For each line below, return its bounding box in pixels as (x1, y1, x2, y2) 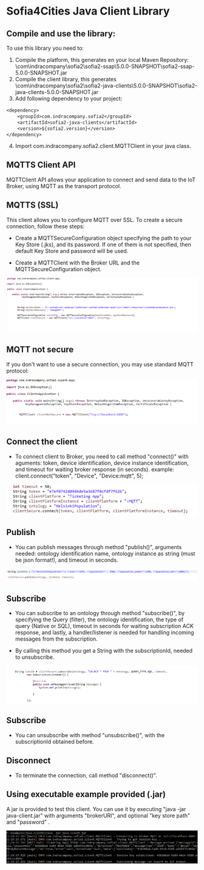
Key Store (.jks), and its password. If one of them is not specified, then (15, 241, 191, 248)
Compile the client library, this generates (15, 76, 117, 83)
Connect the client (6, 437, 78, 447)
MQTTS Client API (6, 160, 76, 170)
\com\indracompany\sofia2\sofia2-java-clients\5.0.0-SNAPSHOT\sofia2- (15, 82, 198, 89)
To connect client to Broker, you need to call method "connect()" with (15, 453, 189, 460)
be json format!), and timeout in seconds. (15, 556, 118, 564)
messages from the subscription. (15, 635, 98, 642)
